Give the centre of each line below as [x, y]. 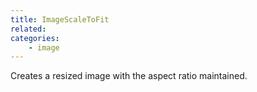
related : [28, 29]
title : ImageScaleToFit [60, 19]
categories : [35, 38]
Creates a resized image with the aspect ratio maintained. [129, 76]
